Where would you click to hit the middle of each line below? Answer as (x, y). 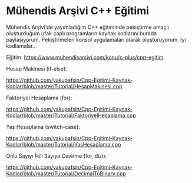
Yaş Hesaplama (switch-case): (43, 127)
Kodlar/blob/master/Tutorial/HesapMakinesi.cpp (64, 86)
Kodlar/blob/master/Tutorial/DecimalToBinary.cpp (66, 173)
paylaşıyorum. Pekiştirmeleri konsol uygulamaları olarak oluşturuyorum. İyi (96, 39)
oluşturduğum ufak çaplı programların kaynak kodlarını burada (82, 33)
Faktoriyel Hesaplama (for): (39, 98)
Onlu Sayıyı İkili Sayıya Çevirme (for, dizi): (57, 156)
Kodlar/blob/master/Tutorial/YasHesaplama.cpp (64, 144)
